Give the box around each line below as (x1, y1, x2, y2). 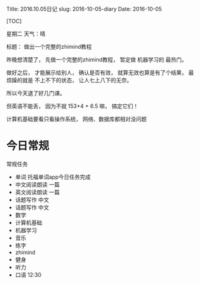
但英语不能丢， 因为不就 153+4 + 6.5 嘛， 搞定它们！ (6, 102, 139, 110)
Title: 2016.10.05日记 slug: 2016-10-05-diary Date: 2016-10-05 (6, 5, 162, 12)
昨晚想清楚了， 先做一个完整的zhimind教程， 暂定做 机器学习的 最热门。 (6, 56, 187, 63)
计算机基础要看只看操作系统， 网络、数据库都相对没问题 (6, 115, 147, 122)
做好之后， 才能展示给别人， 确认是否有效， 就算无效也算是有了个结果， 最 (6, 69, 194, 76)
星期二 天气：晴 (6, 30, 46, 37)
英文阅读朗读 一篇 (15, 188, 60, 196)
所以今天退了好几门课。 (6, 90, 65, 96)
